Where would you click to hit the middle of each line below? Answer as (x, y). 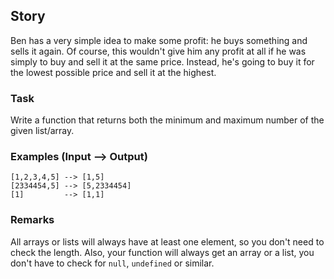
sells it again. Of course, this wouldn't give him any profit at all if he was (158, 51)
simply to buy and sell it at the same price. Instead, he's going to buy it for (162, 61)
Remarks (32, 220)
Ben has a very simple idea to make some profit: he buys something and (159, 40)
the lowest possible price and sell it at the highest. (113, 72)
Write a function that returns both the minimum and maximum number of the (167, 120)
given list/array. (42, 131)
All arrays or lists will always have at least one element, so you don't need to (167, 241)
